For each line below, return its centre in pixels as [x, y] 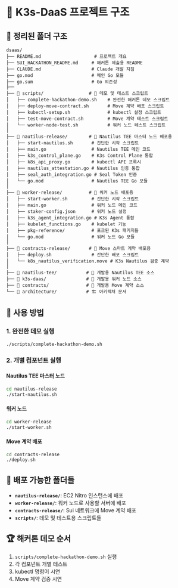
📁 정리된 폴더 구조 [37, 36]
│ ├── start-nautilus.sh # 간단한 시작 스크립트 [73, 143]
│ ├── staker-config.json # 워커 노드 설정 [66, 212]
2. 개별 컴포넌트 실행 [34, 360]
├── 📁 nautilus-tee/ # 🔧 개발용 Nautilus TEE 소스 [80, 273]
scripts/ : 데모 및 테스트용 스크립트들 [58, 518]
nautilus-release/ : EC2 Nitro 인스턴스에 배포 [69, 496]
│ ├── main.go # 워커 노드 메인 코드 [72, 205]
